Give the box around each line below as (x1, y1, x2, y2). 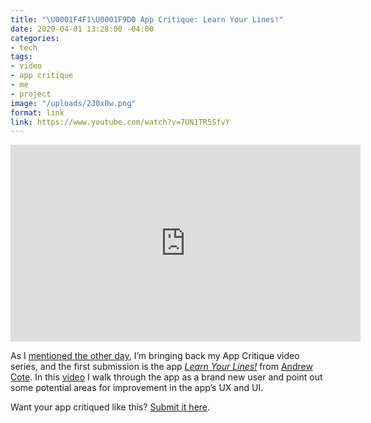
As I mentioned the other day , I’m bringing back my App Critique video (10, 350, 300, 362)
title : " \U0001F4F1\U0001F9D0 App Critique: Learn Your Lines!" (10, 14, 284, 25)
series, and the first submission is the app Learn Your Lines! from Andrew (10, 361, 313, 373)
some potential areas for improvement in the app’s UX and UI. (10, 382, 264, 394)
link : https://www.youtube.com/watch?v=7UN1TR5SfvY (10, 117, 230, 127)
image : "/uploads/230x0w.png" (10, 98, 137, 108)
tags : (10, 52, 33, 62)
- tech (10, 42, 38, 53)
